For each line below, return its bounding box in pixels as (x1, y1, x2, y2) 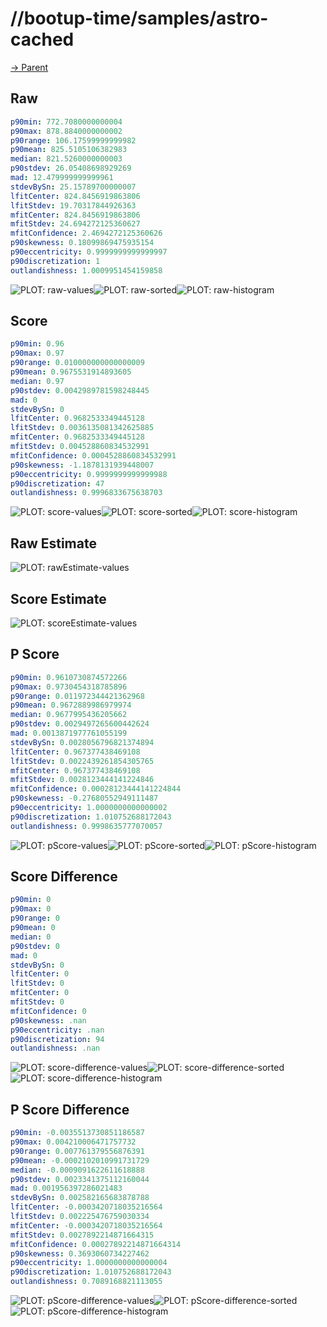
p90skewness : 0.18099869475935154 (10, 238, 155, 248)
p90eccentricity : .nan (10, 1025, 105, 1035)
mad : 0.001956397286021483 (10, 1183, 123, 1194)
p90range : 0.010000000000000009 (10, 358, 145, 368)
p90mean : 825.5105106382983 (10, 145, 128, 155)
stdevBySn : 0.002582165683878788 (10, 1193, 150, 1203)
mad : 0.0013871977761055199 (10, 728, 128, 738)
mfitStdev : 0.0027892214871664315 (10, 1230, 155, 1240)
